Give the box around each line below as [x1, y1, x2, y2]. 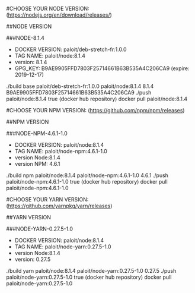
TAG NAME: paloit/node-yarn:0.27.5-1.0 [14, 243, 111, 250]
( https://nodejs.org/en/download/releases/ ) [6, 11, 113, 18]
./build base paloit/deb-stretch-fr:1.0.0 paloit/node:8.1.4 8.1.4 [6, 83, 154, 90]
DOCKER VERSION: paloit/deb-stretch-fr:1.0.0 [14, 46, 127, 53]
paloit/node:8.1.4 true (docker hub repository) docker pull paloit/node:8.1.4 [6, 95, 188, 102]
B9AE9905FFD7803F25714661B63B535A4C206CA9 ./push [6, 89, 152, 96]
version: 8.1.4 [14, 59, 47, 65]
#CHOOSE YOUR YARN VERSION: [6, 196, 89, 203]
